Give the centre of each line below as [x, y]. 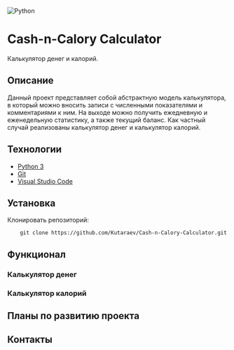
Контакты [30, 340]
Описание [30, 81]
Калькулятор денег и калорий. [53, 58]
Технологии [34, 150]
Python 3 [30, 166]
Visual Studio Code [45, 181]
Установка [32, 203]
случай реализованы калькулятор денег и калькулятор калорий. [104, 127]
